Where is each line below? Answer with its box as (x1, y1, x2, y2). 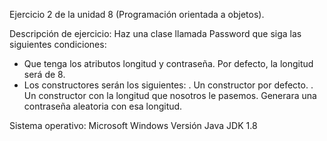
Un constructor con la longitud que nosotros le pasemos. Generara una (23, 90, 317, 101)
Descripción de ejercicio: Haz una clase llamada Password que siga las (9, 28, 302, 39)
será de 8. (23, 69, 66, 80)
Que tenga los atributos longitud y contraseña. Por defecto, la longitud (23, 58, 314, 69)
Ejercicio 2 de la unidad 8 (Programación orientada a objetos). (9, 9, 265, 20)
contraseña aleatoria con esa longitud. (23, 100, 183, 112)
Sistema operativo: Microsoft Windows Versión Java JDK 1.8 (9, 120, 258, 131)
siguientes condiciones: (9, 39, 107, 50)
